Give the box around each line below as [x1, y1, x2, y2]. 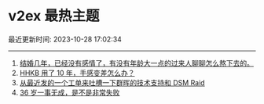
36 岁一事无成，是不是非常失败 [19, 88, 120, 97]
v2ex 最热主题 [8, 7, 100, 25]
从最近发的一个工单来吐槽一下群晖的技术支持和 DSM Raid [19, 77, 206, 87]
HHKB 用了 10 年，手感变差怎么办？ [19, 68, 135, 77]
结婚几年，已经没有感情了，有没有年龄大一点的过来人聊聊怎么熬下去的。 [19, 58, 254, 67]
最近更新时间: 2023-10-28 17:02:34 [8, 34, 122, 44]
